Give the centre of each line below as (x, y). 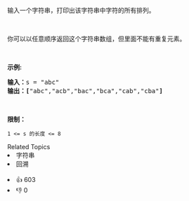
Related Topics (29, 147)
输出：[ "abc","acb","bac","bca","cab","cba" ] (85, 91)
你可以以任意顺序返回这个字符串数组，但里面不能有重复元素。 (97, 39)
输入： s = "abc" (33, 82)
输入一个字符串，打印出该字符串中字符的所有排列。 (81, 10)
